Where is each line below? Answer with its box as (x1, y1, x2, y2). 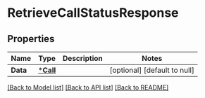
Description (62, 54, 104, 63)
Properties (7, 33, 55, 45)
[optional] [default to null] (109, 65, 195, 75)
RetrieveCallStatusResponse (7, 5, 179, 21)
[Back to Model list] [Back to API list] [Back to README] (7, 83, 169, 92)
